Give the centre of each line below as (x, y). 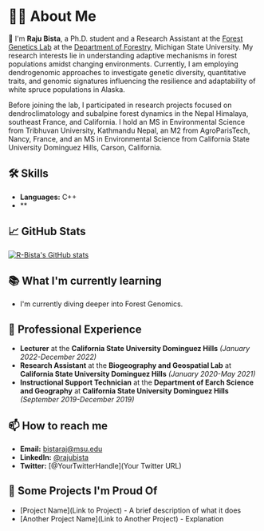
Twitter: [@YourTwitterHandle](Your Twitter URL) (100, 466)
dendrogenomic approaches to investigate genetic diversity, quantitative (127, 72)
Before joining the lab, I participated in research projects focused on (120, 105)
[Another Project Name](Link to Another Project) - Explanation (122, 518)
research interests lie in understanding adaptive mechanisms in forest (123, 55)
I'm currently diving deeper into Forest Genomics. (101, 304)
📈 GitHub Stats (47, 232)
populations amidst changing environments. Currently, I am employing (124, 64)
